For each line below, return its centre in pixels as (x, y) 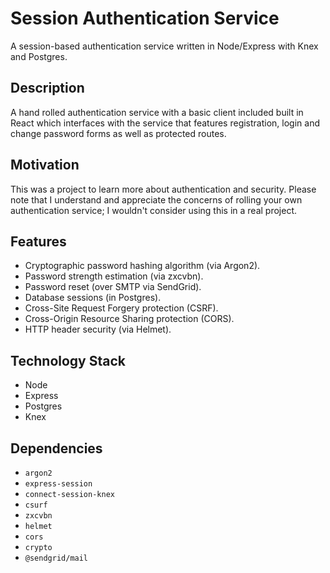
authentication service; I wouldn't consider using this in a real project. (154, 210)
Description (47, 88)
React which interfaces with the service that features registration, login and (165, 123)
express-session (58, 484)
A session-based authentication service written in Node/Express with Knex (164, 46)
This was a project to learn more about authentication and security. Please (163, 189)
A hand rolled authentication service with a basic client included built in (157, 112)
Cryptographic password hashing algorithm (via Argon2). (142, 266)
